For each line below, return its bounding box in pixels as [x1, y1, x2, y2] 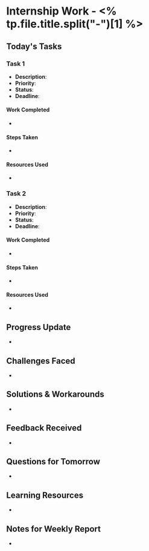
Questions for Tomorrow [6, 457, 101, 467]
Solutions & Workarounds [6, 389, 104, 400]
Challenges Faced [6, 355, 75, 366]
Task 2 [6, 190, 27, 198]
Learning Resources [6, 490, 83, 500]
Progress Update [6, 322, 71, 332]
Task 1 [6, 59, 25, 68]
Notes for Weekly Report [6, 524, 101, 534]
